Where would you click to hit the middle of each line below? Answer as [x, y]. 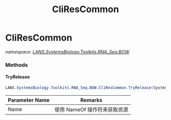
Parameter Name [29, 100]
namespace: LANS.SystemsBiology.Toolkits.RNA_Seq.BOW [67, 52]
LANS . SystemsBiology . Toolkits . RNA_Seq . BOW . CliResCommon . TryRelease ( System [86, 88]
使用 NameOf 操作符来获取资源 [91, 109]
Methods [17, 65]
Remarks [92, 100]
